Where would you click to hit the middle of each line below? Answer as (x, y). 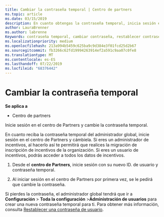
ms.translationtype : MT (29, 55)
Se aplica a (16, 106)
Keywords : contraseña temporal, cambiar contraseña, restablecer (73, 37)
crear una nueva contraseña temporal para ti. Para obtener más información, (82, 204)
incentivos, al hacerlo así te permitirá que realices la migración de (71, 145)
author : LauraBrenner (27, 28)
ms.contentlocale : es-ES (30, 59)
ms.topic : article (24, 14)
